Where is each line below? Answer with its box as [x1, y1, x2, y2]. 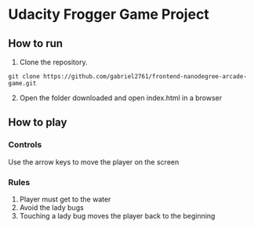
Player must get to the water [19, 194, 111, 204]
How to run [8, 37, 63, 50]
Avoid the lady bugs [19, 202, 84, 212]
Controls [8, 139, 42, 150]
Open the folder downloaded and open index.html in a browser [19, 93, 222, 103]
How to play [8, 116, 67, 129]
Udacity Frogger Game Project [8, 5, 209, 24]
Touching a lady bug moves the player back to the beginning [19, 211, 216, 220]
